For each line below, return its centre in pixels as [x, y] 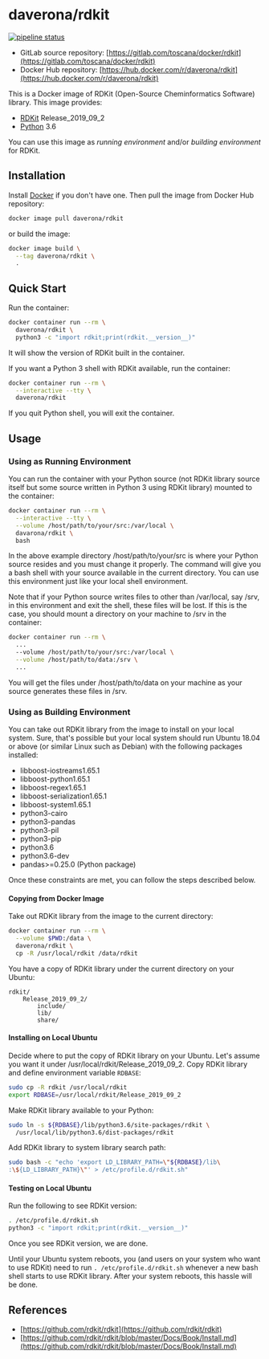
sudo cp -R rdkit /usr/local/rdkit [68, 1087]
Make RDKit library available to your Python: [81, 1110]
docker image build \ [45, 248]
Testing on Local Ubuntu [50, 1188]
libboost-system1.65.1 [55, 805]
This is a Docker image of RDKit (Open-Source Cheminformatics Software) [132, 93]
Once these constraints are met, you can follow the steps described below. [132, 880]
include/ [52, 1006]
